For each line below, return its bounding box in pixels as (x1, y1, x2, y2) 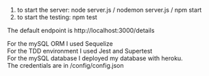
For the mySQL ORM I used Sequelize (7, 40, 113, 47)
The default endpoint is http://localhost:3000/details (7, 27, 155, 34)
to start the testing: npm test (16, 13, 97, 21)
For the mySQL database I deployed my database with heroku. (7, 54, 183, 62)
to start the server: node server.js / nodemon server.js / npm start (16, 6, 202, 14)
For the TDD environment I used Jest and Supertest (7, 47, 153, 55)
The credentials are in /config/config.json (7, 62, 124, 69)
